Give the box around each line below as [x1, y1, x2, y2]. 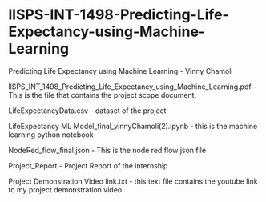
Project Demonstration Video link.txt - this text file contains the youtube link [8, 176, 258, 186]
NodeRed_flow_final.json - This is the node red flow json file [8, 145, 207, 155]
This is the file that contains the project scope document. [8, 90, 197, 99]
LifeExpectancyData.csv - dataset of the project [8, 106, 167, 115]
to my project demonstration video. [8, 184, 124, 194]
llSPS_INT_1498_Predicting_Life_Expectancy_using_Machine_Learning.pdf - [8, 82, 257, 91]
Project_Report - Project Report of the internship [8, 160, 168, 170]
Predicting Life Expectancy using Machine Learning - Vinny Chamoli [8, 66, 233, 75]
